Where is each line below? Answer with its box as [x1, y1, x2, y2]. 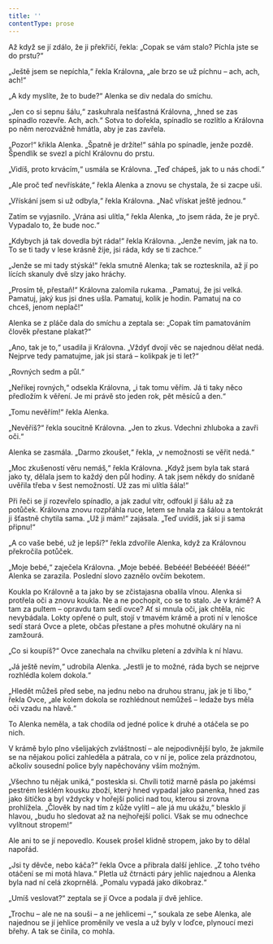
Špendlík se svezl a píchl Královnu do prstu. [8, 148, 155, 158]
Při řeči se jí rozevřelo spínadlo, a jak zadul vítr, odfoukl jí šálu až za [8, 496, 234, 506]
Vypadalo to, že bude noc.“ [8, 220, 100, 230]
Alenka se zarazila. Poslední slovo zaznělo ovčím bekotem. [8, 571, 206, 581]
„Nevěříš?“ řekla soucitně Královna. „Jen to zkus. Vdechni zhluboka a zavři [8, 423, 258, 432]
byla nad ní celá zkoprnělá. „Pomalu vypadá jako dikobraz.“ [8, 877, 207, 887]
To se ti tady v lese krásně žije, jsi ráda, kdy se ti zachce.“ [8, 244, 201, 254]
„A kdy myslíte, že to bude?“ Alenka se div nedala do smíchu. [8, 90, 214, 100]
